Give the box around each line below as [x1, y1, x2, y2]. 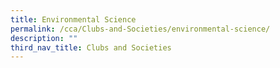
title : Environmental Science [10, 14, 137, 25]
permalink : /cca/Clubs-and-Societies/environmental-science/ [10, 24, 271, 34]
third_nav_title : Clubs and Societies [10, 42, 172, 53]
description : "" [10, 33, 78, 43]
